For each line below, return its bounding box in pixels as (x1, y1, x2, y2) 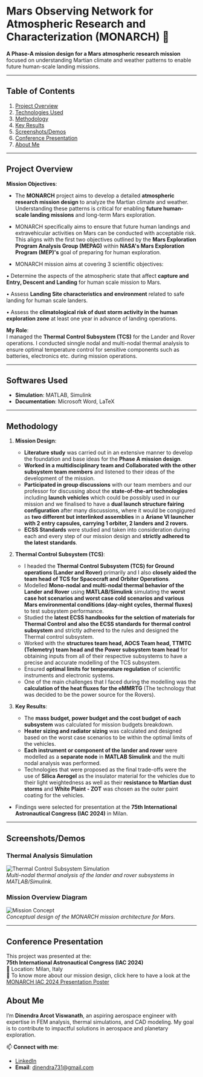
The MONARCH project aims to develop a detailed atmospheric (14, 192, 175, 199)
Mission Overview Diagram (6, 893, 88, 901)
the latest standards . (24, 539, 77, 546)
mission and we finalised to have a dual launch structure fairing (24, 501, 184, 508)
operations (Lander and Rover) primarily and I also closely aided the (24, 569, 197, 576)
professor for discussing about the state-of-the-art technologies (24, 487, 188, 495)
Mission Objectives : (6, 180, 57, 187)
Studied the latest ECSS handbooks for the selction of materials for (24, 614, 195, 621)
